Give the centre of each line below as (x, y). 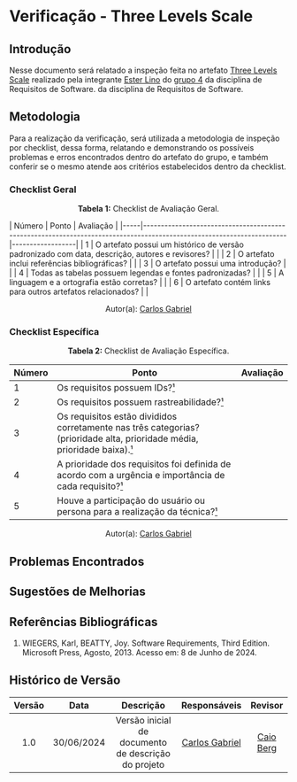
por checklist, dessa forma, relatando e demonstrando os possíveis (132, 147)
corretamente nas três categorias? (129, 428)
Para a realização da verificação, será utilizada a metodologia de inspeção (145, 138)
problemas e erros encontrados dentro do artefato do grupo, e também (139, 157)
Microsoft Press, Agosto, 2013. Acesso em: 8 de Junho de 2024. (140, 652)
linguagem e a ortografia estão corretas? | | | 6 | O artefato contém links (140, 283)
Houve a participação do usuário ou (131, 500)
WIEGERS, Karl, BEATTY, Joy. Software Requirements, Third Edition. (145, 643)
